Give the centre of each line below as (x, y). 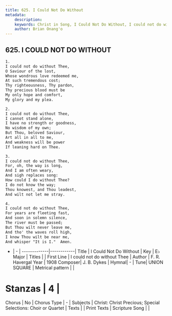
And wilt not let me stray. (35, 194)
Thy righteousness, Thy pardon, (40, 86)
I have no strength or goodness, (41, 123)
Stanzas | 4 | (33, 289)
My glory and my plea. (29, 100)
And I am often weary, (29, 171)
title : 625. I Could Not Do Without (44, 10)
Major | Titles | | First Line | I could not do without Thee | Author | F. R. (86, 257)
